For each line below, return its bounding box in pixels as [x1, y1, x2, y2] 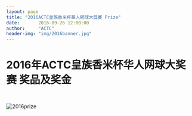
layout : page [6, 8, 39, 15]
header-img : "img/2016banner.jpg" [6, 31, 92, 37]
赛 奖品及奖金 [6, 73, 72, 87]
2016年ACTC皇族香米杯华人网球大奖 [6, 58, 186, 72]
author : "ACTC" [6, 25, 55, 32]
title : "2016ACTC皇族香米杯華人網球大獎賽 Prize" [6, 14, 121, 20]
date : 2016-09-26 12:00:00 [6, 20, 89, 26]
